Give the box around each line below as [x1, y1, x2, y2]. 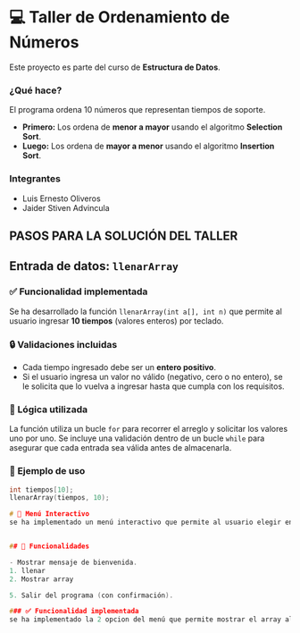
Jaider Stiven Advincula [21, 202, 110, 213]
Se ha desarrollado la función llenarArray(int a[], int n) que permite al [9, 306, 283, 316]
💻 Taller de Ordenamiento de [9, 7, 230, 28]
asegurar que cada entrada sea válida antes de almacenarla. [9, 443, 232, 453]
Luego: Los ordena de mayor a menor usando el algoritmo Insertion [21, 140, 275, 152]
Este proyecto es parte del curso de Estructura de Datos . [9, 62, 221, 72]
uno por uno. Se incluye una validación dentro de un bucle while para [9, 433, 265, 443]
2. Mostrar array [9, 574, 74, 584]
